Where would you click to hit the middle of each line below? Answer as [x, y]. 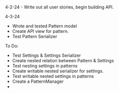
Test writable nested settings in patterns [53, 76]
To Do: [12, 46]
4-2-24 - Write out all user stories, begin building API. [59, 7]
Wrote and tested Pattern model [45, 26]
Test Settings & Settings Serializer [46, 55]
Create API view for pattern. [40, 31]
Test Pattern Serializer [35, 36]
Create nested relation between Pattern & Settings [63, 60]
